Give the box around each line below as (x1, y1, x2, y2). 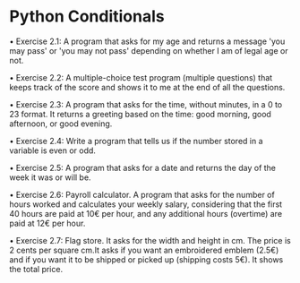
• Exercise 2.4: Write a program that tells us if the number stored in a (9, 135, 263, 146)
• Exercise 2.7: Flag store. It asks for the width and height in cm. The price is (9, 235, 291, 245)
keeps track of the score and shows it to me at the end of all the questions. (9, 81, 286, 92)
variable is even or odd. (9, 145, 97, 156)
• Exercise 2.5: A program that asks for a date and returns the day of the (9, 162, 276, 173)
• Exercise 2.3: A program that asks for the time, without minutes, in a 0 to (9, 99, 283, 109)
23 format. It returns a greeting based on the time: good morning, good (9, 108, 271, 119)
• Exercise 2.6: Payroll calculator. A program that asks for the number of (9, 189, 275, 200)
